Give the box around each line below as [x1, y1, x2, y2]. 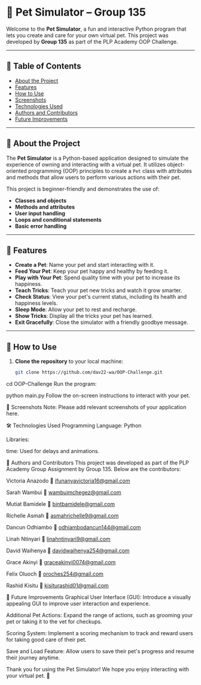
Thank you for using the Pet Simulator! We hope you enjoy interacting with [6, 666, 190, 673]
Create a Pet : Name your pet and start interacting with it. [14, 261, 155, 269]
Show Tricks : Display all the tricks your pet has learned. [14, 312, 154, 320]
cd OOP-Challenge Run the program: [6, 380, 97, 388]
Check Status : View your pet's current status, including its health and [14, 293, 187, 300]
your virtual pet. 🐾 [6, 672, 50, 680]
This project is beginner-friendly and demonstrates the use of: [6, 185, 160, 192]
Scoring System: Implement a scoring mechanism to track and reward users [6, 630, 193, 637]
